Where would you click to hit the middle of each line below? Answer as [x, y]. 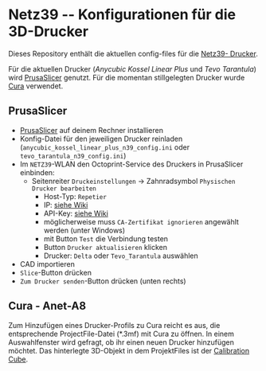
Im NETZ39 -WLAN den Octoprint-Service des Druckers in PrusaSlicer [131, 164]
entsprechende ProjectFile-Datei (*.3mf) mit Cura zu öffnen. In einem [121, 334]
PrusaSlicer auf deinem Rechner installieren [91, 130]
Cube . [18, 359]
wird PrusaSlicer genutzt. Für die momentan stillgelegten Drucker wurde [127, 77]
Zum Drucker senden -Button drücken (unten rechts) [103, 281]
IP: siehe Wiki [66, 205]
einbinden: [37, 172]
